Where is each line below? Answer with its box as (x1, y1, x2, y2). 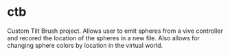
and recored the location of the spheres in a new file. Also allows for (7, 33, 200, 42)
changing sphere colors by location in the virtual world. (7, 41, 163, 49)
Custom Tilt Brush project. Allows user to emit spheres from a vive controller (7, 27, 223, 35)
